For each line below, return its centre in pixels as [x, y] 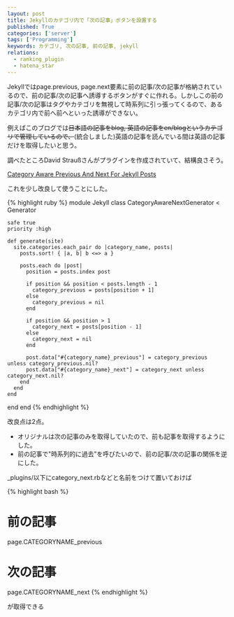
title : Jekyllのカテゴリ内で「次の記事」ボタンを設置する [82, 20]
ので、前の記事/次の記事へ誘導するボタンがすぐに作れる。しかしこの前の [118, 95]
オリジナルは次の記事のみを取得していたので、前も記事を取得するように [121, 436]
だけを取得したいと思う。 [44, 145]
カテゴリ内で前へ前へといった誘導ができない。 [74, 113]
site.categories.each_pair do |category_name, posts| [93, 247]
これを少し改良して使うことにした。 [59, 188]
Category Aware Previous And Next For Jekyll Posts [82, 174]
